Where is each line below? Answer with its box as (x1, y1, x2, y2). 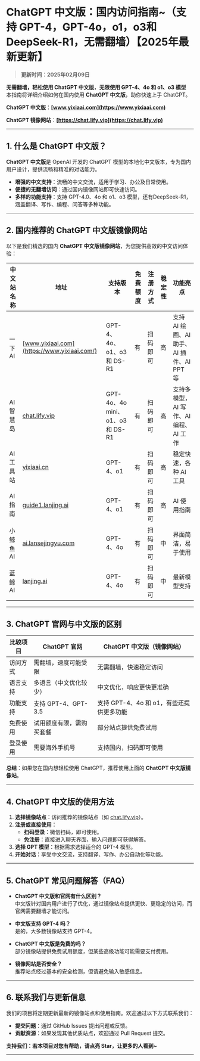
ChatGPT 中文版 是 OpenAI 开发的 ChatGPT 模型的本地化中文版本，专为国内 (6, 158, 192, 165)
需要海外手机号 (33, 743, 76, 752)
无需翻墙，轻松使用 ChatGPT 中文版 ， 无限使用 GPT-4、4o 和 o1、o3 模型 (6, 83, 186, 91)
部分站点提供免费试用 (97, 724, 157, 732)
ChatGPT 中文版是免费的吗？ (14, 940, 86, 947)
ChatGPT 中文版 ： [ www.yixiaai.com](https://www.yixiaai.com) (6, 104, 166, 111)
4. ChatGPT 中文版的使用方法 (6, 796, 114, 806)
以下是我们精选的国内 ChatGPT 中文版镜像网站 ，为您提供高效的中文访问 (6, 242, 183, 249)
